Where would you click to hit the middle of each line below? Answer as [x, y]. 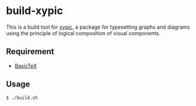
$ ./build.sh [22, 98]
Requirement [30, 52]
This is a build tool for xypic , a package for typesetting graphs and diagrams [98, 27]
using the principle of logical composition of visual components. [83, 33]
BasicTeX [25, 66]
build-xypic [35, 11]
